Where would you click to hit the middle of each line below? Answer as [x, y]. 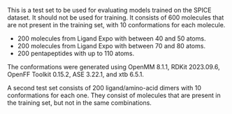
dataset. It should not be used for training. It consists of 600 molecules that [116, 17]
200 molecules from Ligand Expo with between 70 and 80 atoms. [111, 46]
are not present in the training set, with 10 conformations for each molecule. [116, 25]
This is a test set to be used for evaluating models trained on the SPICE [109, 10]
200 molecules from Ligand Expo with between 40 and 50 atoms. [111, 38]
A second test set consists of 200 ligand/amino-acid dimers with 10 [104, 88]
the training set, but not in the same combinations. [80, 103]
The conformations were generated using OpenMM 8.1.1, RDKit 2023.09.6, [114, 67]
